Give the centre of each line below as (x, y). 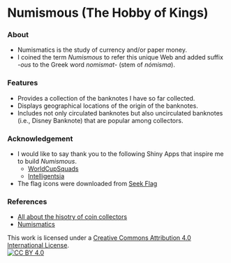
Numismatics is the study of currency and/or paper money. (102, 50)
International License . (38, 246)
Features (23, 83)
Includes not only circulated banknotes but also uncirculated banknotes (120, 113)
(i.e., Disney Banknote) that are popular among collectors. (100, 120)
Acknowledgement (40, 138)
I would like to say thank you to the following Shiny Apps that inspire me (120, 154)
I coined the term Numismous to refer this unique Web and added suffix (120, 57)
